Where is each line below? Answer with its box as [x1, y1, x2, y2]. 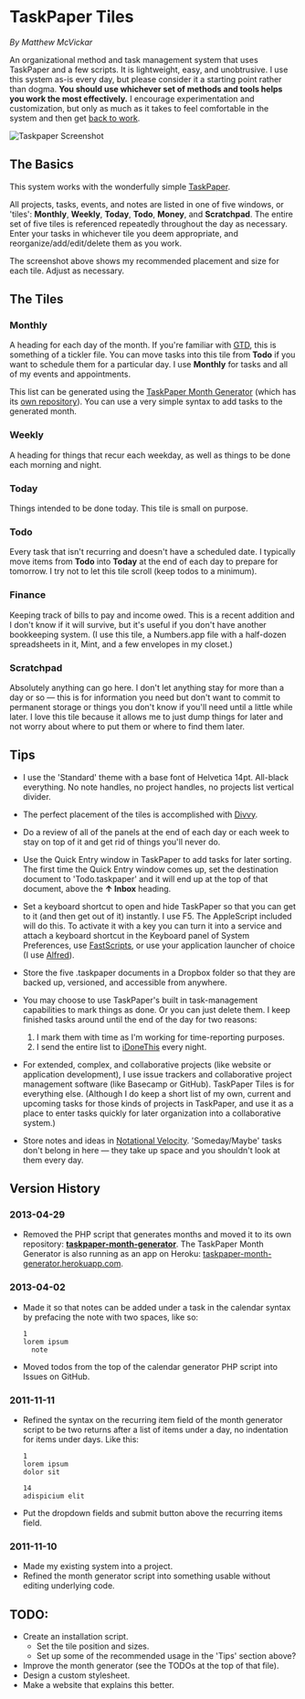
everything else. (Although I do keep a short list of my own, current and [22, 1088, 291, 1099]
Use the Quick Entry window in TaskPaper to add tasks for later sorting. [22, 854, 292, 865]
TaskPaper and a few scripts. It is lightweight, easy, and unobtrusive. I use [9, 64, 289, 75]
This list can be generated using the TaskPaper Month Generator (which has [9, 387, 297, 398]
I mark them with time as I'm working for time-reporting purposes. [36, 1031, 285, 1043]
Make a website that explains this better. [22, 1680, 175, 1691]
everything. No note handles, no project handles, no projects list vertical [22, 781, 294, 792]
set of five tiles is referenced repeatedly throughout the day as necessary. [9, 218, 288, 229]
